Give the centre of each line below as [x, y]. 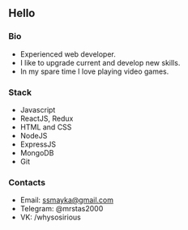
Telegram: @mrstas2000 [62, 209]
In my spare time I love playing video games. [94, 71]
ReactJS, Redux [47, 118]
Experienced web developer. [68, 54]
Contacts [27, 182]
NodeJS [34, 135]
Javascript [38, 109]
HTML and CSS [46, 127]
